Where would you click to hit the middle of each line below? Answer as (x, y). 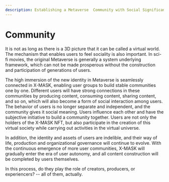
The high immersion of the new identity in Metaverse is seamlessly (74, 80)
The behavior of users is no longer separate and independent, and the (78, 107)
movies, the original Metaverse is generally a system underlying (75, 59)
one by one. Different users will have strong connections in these (72, 90)
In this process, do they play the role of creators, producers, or (70, 168)
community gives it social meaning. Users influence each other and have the (84, 112)
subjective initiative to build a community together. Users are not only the (81, 117)
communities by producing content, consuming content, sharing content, (81, 96)
